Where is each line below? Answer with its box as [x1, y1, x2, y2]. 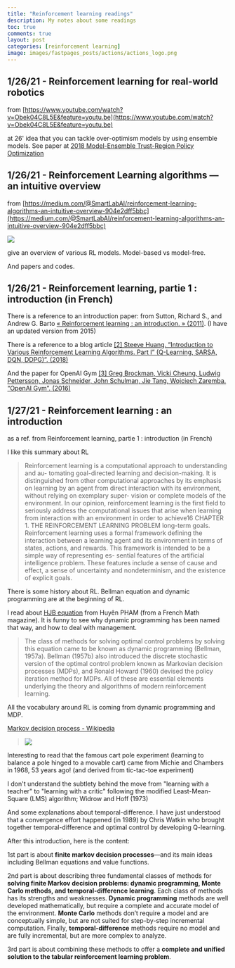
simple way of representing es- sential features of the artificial [24, 551, 205, 560]
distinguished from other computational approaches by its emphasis [24, 477, 222, 485]
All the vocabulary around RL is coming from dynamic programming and [7, 703, 215, 712]
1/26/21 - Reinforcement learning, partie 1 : [7, 282, 198, 294]
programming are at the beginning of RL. [7, 595, 125, 603]
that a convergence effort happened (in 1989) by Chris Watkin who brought [7, 816, 224, 824]
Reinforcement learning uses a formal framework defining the [24, 529, 203, 537]
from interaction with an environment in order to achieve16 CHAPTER [24, 514, 224, 522]
